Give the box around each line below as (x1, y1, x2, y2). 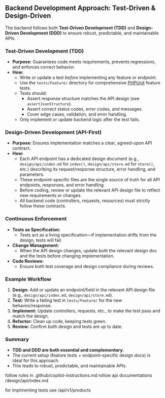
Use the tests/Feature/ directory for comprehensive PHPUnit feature (19, 80, 161, 86)
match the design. (12, 313, 49, 319)
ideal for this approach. (12, 358, 60, 363)
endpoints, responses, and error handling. (19, 182, 105, 188)
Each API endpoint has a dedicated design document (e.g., (19, 156, 139, 162)
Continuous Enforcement (5, 215, 67, 222)
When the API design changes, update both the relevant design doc (19, 247, 157, 253)
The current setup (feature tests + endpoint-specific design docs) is (12, 353, 151, 358)
